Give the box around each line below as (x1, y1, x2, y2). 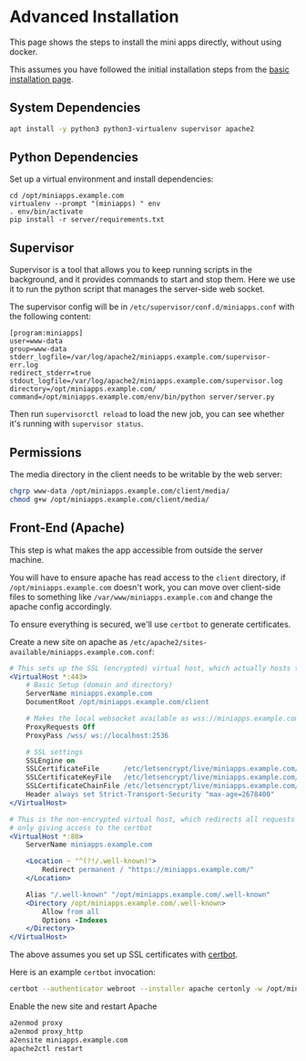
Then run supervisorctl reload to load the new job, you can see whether (9, 409, 285, 420)
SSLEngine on (25, 755, 76, 765)
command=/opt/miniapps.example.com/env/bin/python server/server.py (9, 392, 275, 402)
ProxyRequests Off (25, 723, 96, 732)
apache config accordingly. (9, 600, 112, 612)
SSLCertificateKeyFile (25, 773, 112, 782)
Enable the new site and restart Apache (9, 1001, 158, 1012)
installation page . (9, 73, 75, 84)
